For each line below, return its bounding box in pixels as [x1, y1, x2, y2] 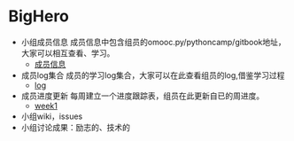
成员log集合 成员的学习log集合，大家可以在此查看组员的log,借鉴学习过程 [20, 69, 285, 81]
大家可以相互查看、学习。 [20, 47, 115, 59]
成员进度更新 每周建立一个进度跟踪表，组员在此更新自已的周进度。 [20, 90, 265, 101]
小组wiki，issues [20, 111, 83, 121]
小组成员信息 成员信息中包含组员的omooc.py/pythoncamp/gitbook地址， [20, 36, 287, 47]
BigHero [8, 6, 70, 27]
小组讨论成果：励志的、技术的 [20, 121, 130, 132]
